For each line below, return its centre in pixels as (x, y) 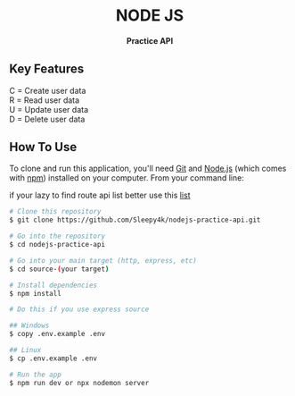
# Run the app (36, 375)
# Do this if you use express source (79, 309)
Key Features (47, 69)
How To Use (43, 147)
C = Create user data (48, 90)
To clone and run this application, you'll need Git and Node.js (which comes (148, 169)
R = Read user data (45, 100)
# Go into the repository (57, 236)
